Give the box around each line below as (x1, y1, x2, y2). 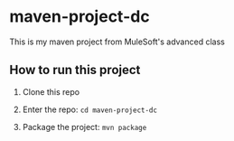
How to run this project (9, 62, 141, 78)
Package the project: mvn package (22, 121, 147, 132)
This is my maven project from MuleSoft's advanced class (9, 36, 226, 47)
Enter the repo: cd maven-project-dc (22, 104, 158, 115)
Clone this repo (22, 86, 80, 97)
